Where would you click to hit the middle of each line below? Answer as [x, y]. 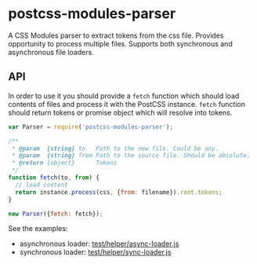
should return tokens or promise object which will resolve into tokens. [120, 112]
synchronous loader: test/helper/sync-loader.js [95, 252]
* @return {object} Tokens [64, 163]
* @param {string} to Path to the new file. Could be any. [115, 148]
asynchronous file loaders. [51, 52]
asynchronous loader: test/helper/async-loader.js [99, 244]
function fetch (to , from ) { [54, 178]
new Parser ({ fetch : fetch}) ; [56, 214]
